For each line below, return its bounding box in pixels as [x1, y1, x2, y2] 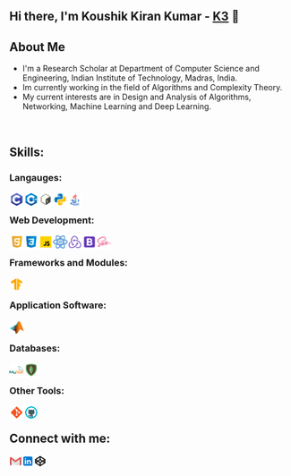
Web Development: [9, 214, 95, 226]
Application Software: [9, 299, 107, 311]
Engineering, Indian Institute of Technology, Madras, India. [21, 72, 238, 83]
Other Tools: [9, 385, 64, 396]
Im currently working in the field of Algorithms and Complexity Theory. [21, 82, 283, 93]
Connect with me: [9, 430, 111, 446]
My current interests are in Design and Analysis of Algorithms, [21, 91, 252, 103]
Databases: [9, 342, 61, 354]
